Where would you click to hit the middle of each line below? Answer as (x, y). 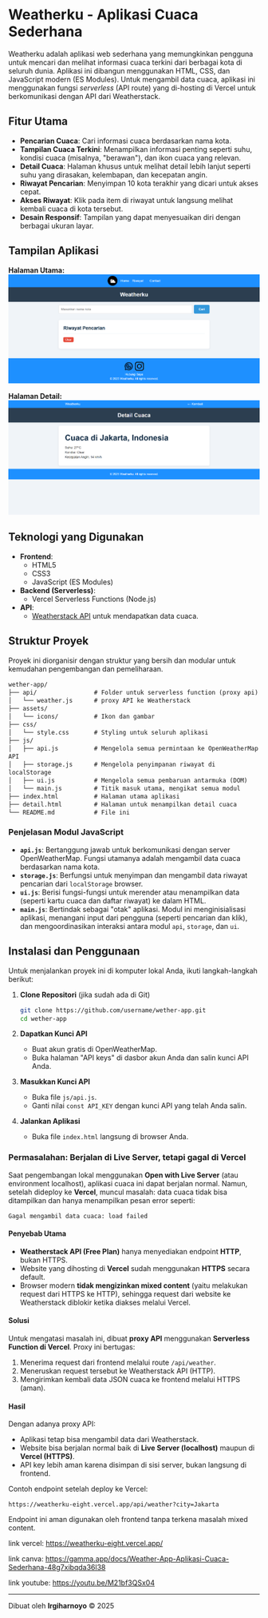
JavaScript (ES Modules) (73, 582)
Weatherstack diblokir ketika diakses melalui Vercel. (105, 1302)
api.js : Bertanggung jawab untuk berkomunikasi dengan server (125, 850)
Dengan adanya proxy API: (52, 1424)
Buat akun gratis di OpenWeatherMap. (95, 1050)
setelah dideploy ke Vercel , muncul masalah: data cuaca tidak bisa (118, 1192)
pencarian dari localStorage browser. (81, 883)
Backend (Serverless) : (57, 590)
